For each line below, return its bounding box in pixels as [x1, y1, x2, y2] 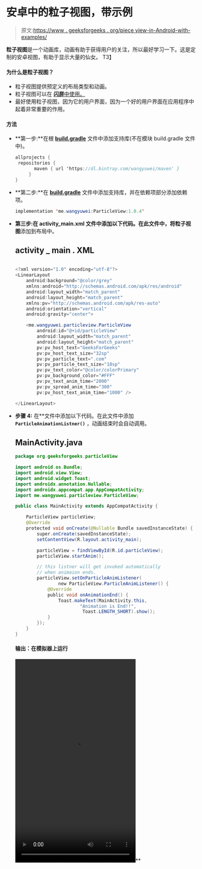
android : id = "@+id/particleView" [37, 328, 118, 334]
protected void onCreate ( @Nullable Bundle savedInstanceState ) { [26, 525, 194, 531]
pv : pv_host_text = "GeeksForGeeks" [37, 344, 121, 350]
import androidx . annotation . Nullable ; [14, 481, 112, 487]
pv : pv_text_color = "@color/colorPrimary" [37, 367, 139, 373]
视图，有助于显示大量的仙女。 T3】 [26, 53, 115, 60]
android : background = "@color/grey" [26, 278, 112, 284]
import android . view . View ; [14, 470, 83, 476]
